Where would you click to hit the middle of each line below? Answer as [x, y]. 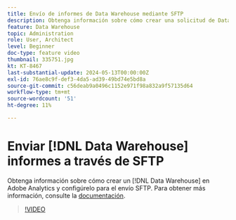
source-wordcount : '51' [42, 99]
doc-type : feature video [44, 53]
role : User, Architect [40, 40]
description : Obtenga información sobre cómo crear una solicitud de [111, 20]
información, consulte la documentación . [66, 195]
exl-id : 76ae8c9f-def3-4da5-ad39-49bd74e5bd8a [77, 79]
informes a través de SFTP [86, 161]
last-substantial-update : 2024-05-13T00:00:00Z [78, 72]
